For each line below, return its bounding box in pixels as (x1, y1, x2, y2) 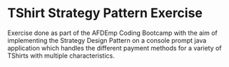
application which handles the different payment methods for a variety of (7, 43, 223, 52)
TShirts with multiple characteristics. (7, 51, 116, 60)
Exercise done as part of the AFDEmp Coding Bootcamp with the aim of (7, 29, 218, 37)
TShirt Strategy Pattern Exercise (7, 5, 203, 21)
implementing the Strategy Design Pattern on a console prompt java (7, 36, 207, 44)
